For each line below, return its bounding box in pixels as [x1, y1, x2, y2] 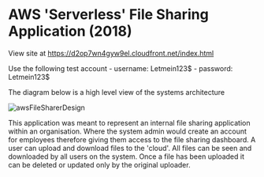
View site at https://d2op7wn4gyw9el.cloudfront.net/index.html [8, 48, 214, 58]
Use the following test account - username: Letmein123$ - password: [8, 63, 233, 73]
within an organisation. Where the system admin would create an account [8, 126, 247, 136]
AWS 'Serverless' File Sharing [8, 6, 209, 24]
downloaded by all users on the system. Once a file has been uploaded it [8, 152, 244, 161]
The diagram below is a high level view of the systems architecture [8, 87, 225, 96]
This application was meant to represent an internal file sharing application [8, 118, 251, 127]
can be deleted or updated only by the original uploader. [8, 160, 191, 169]
